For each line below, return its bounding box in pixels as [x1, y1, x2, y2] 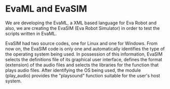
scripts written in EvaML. [5, 30, 57, 36]
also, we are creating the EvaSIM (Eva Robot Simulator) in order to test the [5, 25, 160, 31]
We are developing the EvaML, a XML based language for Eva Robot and [5, 20, 157, 26]
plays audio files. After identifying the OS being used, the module [5, 67, 141, 73]
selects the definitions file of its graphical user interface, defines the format [5, 56, 162, 62]
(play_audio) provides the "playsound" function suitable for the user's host [5, 72, 160, 78]
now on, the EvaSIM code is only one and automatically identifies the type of [5, 46, 165, 52]
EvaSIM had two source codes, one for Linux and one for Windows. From [5, 40, 158, 46]
